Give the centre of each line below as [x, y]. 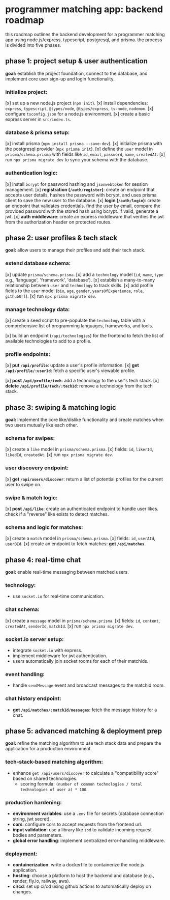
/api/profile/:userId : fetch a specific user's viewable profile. [70, 371]
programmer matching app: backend [84, 9]
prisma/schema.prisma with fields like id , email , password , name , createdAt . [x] [85, 154]
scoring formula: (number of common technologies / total [81, 784]
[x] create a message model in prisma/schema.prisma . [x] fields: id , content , [83, 621]
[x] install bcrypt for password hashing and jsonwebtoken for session [77, 184]
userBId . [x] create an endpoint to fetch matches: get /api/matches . [76, 544]
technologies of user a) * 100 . [54, 789]
